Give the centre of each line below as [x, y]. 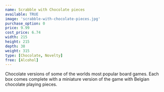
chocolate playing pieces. [31, 85]
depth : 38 [15, 46]
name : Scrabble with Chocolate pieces [45, 10]
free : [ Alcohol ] [22, 60]
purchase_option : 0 [25, 23]
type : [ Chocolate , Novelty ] [34, 55]
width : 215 [16, 37]
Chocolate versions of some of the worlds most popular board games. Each [82, 74]
